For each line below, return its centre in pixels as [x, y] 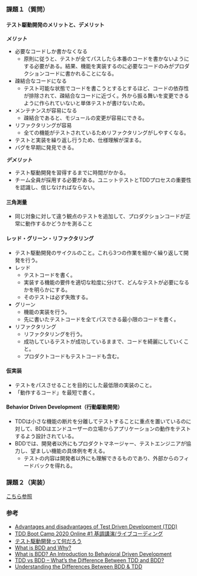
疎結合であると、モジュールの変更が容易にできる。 [85, 118]
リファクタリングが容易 [43, 125]
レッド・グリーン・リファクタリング [50, 238]
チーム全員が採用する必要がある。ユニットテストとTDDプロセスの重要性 [103, 180]
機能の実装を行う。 [47, 312]
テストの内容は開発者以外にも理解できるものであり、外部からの [101, 458]
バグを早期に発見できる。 [46, 148]
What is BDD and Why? [43, 548]
